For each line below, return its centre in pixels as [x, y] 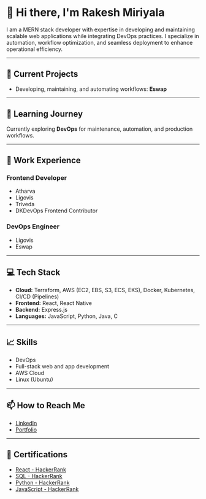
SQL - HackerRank [39, 476]
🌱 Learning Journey [45, 114]
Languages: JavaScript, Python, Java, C [67, 316]
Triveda [25, 204]
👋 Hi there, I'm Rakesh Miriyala [86, 13]
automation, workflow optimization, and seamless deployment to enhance [100, 42]
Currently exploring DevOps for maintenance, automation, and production [100, 129]
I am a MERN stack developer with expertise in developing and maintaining [101, 29]
